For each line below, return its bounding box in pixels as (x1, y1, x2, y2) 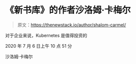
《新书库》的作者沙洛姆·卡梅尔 (5, 4, 131, 16)
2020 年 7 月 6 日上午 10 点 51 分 (5, 43, 72, 49)
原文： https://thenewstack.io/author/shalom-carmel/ (17, 22, 126, 28)
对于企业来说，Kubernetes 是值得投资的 (5, 32, 87, 38)
